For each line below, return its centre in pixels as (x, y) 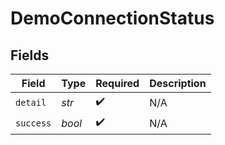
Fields (30, 55)
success (33, 123)
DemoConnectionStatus (112, 18)
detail (31, 102)
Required (117, 83)
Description (178, 83)
